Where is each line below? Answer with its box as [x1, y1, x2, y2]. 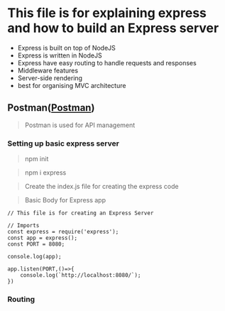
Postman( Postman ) [7, 102, 95, 114]
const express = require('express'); [7, 229, 119, 236]
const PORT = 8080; [7, 241, 65, 248]
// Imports [7, 222, 40, 229]
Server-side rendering [17, 73, 83, 82]
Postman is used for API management [24, 121, 136, 129]
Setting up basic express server [7, 138, 119, 148]
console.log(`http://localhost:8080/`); [20, 272, 141, 279]
